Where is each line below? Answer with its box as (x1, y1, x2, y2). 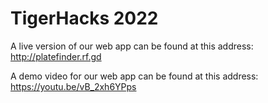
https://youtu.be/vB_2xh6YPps (10, 80, 137, 92)
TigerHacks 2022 (10, 7, 159, 30)
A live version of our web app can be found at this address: (10, 40, 254, 52)
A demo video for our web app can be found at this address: (10, 70, 259, 82)
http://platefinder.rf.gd (10, 50, 102, 62)
